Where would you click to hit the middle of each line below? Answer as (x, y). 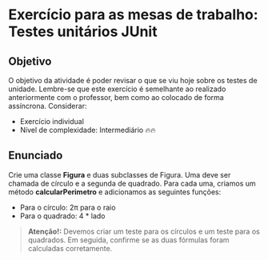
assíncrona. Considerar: (48, 106)
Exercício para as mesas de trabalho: (133, 15)
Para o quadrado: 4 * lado (62, 216)
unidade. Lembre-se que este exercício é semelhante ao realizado (117, 89)
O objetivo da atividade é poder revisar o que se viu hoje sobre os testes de (133, 80)
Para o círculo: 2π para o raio (68, 207)
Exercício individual (52, 121)
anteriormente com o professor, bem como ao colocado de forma (116, 97)
